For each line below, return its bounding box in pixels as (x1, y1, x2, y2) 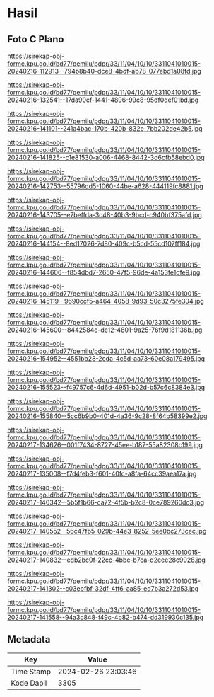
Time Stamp (11, 667, 52, 676)
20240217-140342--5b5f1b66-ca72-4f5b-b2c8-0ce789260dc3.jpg (7, 498, 205, 507)
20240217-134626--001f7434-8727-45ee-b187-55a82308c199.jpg (7, 441, 203, 449)
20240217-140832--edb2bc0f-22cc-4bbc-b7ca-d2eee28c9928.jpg (7, 555, 206, 564)
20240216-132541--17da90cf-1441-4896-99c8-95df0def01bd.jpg (7, 96, 199, 104)
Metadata (7, 633, 51, 645)
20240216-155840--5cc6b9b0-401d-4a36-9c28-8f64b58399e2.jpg (7, 412, 208, 420)
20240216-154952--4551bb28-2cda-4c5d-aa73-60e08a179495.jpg (7, 355, 206, 362)
